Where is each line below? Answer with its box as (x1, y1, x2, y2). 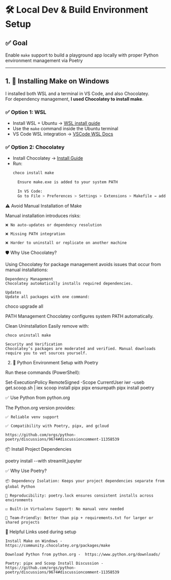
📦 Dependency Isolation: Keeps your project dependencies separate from (5, 478, 164, 483)
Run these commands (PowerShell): (5, 369, 80, 375)
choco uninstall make (5, 333, 51, 338)
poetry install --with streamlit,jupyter (5, 457, 82, 463)
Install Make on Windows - (5, 538, 63, 543)
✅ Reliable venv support (5, 414, 59, 420)
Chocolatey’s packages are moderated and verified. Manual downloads (5, 346, 156, 351)
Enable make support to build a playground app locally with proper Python (5, 52, 159, 58)
